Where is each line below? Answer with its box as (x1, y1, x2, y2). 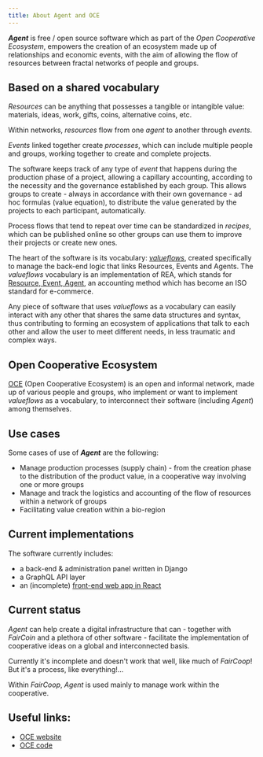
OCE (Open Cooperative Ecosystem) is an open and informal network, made (8, 379, 255, 389)
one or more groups (19, 480, 85, 489)
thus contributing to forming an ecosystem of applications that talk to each (8, 319, 250, 328)
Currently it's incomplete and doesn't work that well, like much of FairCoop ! (8, 656, 253, 666)
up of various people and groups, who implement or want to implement (8, 387, 238, 397)
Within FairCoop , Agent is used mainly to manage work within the (8, 680, 220, 689)
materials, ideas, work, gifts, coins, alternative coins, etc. (8, 110, 192, 120)
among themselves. (8, 404, 72, 414)
